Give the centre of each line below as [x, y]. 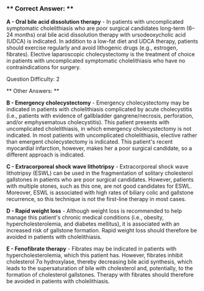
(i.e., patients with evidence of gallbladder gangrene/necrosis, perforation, [100, 116]
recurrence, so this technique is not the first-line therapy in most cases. [96, 199]
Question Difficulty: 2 [33, 79]
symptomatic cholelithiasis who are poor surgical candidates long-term [96, 28]
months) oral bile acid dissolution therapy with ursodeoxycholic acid [100, 35]
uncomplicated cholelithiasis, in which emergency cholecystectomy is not [99, 129]
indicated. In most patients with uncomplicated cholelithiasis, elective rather [102, 135]
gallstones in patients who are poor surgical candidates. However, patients [100, 180]
